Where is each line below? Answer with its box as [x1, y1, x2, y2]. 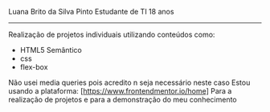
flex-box [19, 62, 48, 71]
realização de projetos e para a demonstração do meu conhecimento [8, 95, 237, 104]
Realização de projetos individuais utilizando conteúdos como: [8, 30, 215, 39]
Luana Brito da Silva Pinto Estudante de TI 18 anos [8, 7, 174, 16]
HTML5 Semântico [19, 46, 82, 54]
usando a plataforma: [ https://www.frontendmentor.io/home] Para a [8, 86, 232, 95]
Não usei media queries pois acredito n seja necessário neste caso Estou [8, 78, 251, 87]
